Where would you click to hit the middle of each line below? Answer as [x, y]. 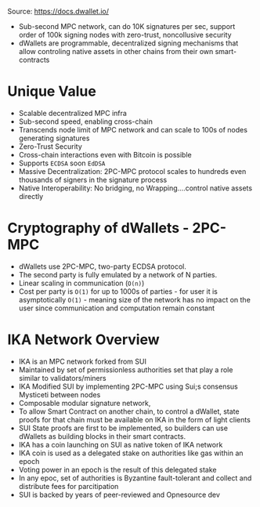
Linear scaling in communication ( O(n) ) [81, 283]
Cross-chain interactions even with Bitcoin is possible [105, 154]
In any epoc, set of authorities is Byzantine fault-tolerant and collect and [135, 478]
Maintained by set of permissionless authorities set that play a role [126, 369]
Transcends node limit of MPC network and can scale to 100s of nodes [133, 129]
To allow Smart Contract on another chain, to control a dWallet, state [129, 411]
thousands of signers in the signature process [93, 179]
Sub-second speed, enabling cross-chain [86, 121]
